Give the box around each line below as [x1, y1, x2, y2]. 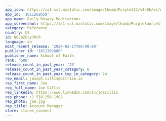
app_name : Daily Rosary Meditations [5, 16, 81, 21]
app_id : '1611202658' [5, 12, 50, 17]
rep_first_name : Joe [5, 81, 48, 85]
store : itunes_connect [5, 108, 52, 114]
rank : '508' [5, 58, 30, 63]
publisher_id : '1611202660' [5, 48, 63, 53]
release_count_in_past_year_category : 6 [5, 67, 90, 72]
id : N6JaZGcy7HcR [5, 35, 41, 40]
